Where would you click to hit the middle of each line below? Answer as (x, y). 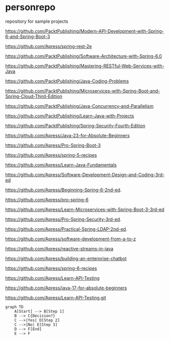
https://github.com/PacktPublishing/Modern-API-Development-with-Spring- (85, 31)
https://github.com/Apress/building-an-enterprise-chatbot (66, 258)
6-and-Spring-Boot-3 (28, 36)
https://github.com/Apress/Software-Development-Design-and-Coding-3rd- (85, 175)
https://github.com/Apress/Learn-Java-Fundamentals (61, 165)
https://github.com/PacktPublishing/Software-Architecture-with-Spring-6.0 (83, 56)
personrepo (30, 7)
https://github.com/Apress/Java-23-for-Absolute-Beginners (68, 135)
